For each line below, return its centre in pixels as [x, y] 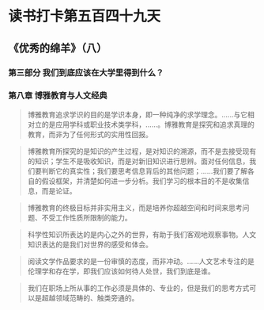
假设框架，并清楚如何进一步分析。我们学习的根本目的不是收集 [142, 181]
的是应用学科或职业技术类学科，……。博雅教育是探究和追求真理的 [148, 124]
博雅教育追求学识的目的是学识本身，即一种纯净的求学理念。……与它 [137, 114]
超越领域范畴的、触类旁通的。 [90, 297]
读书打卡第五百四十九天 [85, 16]
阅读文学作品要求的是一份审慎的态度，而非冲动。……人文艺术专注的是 [141, 261]
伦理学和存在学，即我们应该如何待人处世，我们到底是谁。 [121, 271]
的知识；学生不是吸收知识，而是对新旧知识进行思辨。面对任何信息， [138, 161]
